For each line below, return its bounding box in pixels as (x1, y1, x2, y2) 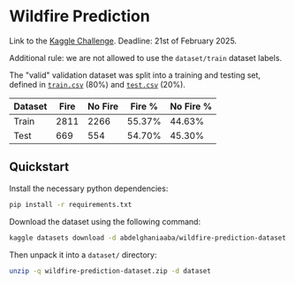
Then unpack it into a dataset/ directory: (9, 249, 157, 260)
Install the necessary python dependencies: (9, 183, 169, 194)
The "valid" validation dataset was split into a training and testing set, (9, 69, 261, 81)
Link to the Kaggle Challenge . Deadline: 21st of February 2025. (9, 35, 237, 46)
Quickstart (9, 159, 70, 174)
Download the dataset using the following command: (9, 216, 201, 226)
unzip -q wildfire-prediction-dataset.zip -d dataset (9, 266, 212, 275)
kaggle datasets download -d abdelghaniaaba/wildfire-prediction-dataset (9, 233, 287, 242)
